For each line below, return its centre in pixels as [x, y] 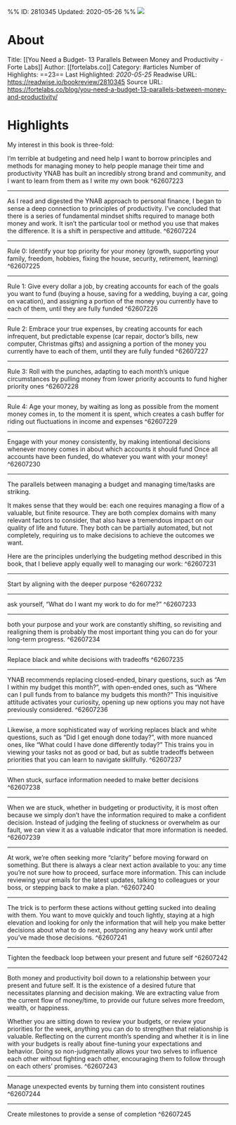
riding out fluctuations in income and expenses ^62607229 [92, 421]
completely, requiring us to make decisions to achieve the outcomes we [111, 535]
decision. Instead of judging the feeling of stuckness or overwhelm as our [114, 822]
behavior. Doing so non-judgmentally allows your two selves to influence [112, 1051]
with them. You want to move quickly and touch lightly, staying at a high [111, 915]
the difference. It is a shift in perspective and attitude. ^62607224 [102, 230]
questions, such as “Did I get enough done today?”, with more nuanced [110, 737]
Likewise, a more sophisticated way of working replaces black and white [112, 729]
